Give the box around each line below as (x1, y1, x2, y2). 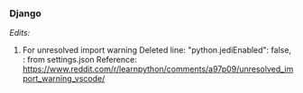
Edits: (9, 28, 31, 38)
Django (9, 7, 42, 20)
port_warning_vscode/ (22, 73, 106, 84)
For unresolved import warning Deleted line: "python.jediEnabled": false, (22, 45, 291, 55)
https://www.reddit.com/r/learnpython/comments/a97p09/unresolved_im (22, 63, 294, 74)
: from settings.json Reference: (22, 55, 137, 65)
